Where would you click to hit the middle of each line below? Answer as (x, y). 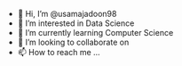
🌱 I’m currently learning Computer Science (95, 33)
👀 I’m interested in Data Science (76, 23)
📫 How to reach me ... (59, 52)
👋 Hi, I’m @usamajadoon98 (67, 14)
